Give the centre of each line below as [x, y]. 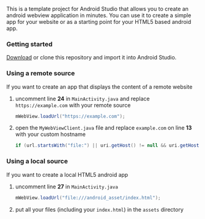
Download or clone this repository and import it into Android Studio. [91, 58]
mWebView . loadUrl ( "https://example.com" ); [70, 116]
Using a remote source [41, 73]
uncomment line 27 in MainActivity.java [66, 187]
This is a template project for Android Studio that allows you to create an [97, 9]
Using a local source [37, 161]
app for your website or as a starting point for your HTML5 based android [99, 22]
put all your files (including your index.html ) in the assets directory [99, 209]
